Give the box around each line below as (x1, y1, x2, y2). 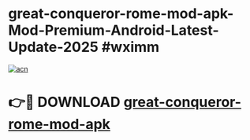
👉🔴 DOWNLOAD (8, 94, 121, 111)
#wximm (101, 39, 160, 56)
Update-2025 (8, 39, 99, 56)
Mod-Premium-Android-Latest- (8, 21, 219, 39)
